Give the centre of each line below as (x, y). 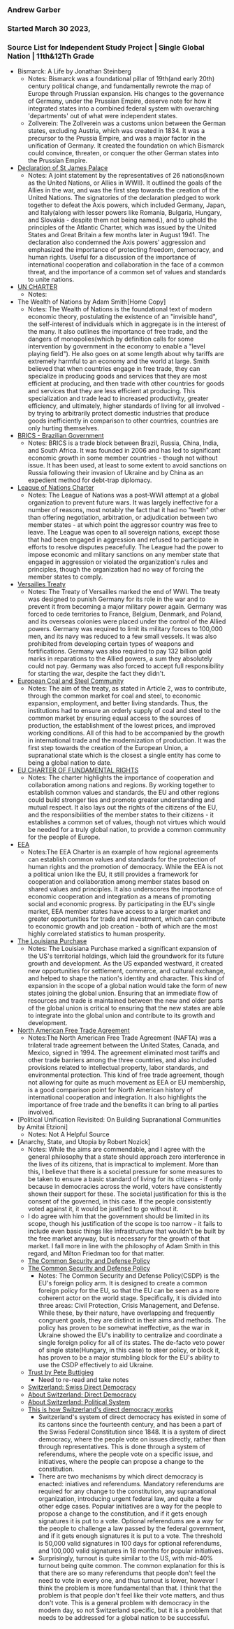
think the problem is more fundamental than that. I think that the (130, 1588)
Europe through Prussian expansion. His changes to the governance (126, 94)
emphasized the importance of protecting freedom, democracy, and (125, 250)
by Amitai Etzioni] (43, 1127)
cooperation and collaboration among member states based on (118, 882)
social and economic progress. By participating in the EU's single (121, 904)
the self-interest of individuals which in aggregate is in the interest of (127, 324)
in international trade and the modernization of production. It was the (127, 740)
